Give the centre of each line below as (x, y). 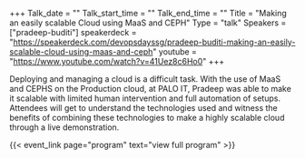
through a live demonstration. (64, 127)
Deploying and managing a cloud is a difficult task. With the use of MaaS (145, 79)
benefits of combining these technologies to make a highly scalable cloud (147, 118)
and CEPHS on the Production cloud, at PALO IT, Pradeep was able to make (151, 89)
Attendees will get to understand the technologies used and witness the (144, 108)
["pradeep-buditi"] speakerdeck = (73, 32)
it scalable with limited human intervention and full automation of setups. (145, 98)
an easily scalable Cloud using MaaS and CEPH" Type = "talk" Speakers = (148, 23)
